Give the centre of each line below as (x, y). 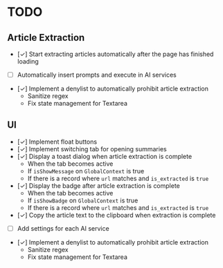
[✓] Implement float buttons (57, 142)
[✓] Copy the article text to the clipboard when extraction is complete (116, 215)
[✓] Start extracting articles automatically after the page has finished (115, 54)
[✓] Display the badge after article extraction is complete (98, 185)
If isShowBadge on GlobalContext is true (83, 200)
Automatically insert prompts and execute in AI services (97, 75)
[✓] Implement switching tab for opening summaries (92, 149)
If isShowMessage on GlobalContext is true (86, 171)
